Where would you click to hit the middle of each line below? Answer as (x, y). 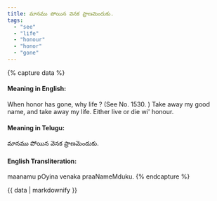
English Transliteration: (42, 161)
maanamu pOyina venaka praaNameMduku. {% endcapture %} (99, 176)
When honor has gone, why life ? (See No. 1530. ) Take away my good (109, 104)
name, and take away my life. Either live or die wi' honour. (91, 112)
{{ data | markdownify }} (42, 190)
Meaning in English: (37, 89)
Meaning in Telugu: (36, 127)
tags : (15, 20)
